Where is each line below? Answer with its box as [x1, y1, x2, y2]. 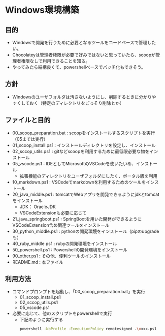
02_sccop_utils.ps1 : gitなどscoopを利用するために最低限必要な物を [12, 148, 150, 154]
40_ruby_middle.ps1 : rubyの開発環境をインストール [12, 241, 117, 246]
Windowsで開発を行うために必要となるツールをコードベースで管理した [12, 40, 156, 45]
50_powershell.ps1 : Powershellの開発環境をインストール [12, 246, 128, 252]
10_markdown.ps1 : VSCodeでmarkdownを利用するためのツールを [12, 179, 146, 185]
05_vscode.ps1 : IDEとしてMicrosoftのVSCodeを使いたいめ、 [12, 160, 136, 166]
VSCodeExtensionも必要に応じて [19, 210, 87, 215]
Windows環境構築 [5, 4, 79, 16]
